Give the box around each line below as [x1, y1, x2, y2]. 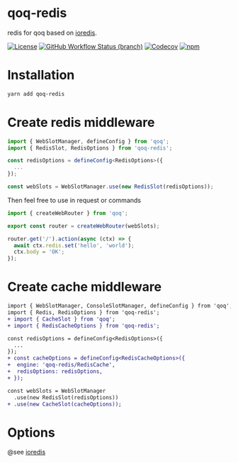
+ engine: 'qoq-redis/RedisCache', [7, 362, 115, 369]
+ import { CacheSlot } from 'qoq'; [7, 316, 115, 323]
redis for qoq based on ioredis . [7, 28, 97, 37]
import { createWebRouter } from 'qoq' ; [7, 209, 129, 217]
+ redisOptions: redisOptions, [7, 368, 103, 375]
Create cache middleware [7, 279, 161, 295]
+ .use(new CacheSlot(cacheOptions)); [7, 401, 122, 408]
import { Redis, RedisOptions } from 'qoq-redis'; [7, 309, 160, 316]
